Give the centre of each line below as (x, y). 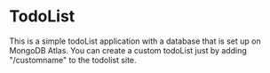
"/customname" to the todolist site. (73, 60)
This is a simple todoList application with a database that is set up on (135, 41)
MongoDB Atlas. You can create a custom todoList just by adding (128, 50)
